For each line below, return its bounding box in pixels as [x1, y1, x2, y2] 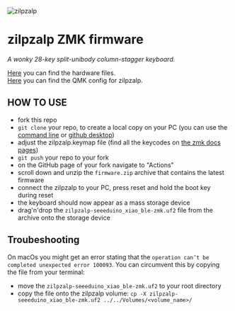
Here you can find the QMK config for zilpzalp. [7, 76, 143, 84]
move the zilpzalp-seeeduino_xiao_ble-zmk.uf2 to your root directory [17, 281, 222, 290]
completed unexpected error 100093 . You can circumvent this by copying [7, 260, 220, 268]
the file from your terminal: [7, 268, 85, 276]
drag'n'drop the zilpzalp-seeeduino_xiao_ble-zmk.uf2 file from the [17, 205, 214, 214]
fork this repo [17, 115, 57, 124]
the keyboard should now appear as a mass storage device [17, 198, 190, 207]
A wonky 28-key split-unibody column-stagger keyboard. [7, 55, 176, 63]
